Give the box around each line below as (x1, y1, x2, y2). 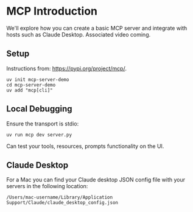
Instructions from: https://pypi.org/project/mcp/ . (6, 65, 127, 72)
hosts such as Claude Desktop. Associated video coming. (6, 30, 151, 38)
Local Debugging (6, 104, 72, 114)
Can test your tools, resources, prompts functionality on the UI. (6, 142, 164, 150)
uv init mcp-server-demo (6, 76, 69, 83)
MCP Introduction (6, 4, 98, 18)
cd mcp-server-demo (6, 82, 56, 88)
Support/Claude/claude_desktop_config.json (6, 200, 119, 206)
